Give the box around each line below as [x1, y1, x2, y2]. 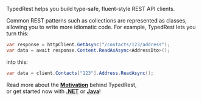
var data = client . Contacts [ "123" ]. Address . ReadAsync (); [6, 70, 154, 76]
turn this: [6, 30, 29, 37]
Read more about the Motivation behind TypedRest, [6, 81, 137, 88]
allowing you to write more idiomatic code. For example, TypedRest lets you [6, 24, 196, 30]
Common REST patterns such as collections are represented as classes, [6, 17, 187, 24]
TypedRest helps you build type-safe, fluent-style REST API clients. [6, 5, 175, 12]
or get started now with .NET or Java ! [6, 88, 102, 95]
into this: [6, 58, 29, 66]
